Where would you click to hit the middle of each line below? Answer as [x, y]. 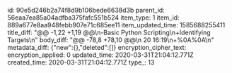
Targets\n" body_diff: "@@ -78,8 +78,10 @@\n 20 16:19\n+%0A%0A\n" [111, 40]
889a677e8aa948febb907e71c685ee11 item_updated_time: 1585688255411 [116, 25]
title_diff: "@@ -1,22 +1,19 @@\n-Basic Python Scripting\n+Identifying [109, 32]
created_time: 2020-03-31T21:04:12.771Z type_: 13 [81, 62]
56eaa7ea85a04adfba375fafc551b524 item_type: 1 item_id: [93, 18]
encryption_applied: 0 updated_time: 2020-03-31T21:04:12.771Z [101, 55]
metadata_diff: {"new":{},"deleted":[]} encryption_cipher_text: [97, 47]
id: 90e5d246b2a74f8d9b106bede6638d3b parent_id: [86, 10]
